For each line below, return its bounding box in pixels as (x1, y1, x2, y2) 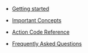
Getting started (11, 5, 50, 12)
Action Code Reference (11, 28, 70, 36)
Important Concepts (11, 17, 62, 23)
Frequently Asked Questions (11, 40, 82, 47)
